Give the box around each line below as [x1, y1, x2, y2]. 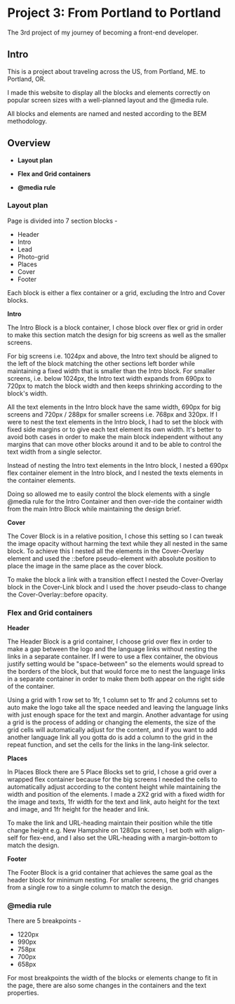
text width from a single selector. [7, 448, 102, 456]
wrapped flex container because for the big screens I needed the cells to [7, 775, 217, 784]
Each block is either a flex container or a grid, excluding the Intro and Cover [7, 288, 226, 296]
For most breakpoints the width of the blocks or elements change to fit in [7, 974, 218, 982]
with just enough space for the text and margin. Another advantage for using [7, 711, 229, 719]
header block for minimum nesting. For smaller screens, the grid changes [7, 876, 220, 885]
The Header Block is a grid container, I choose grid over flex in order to [7, 637, 213, 646]
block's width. [7, 389, 48, 398]
